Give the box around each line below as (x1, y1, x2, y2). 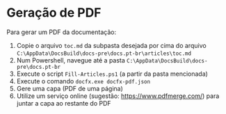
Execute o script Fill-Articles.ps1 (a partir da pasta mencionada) (16, 70, 208, 78)
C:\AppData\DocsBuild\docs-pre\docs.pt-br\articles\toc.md (16, 50, 192, 57)
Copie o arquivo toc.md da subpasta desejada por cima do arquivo (16, 41, 207, 49)
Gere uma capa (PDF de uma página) (16, 84, 123, 92)
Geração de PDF (6, 5, 102, 21)
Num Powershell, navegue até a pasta (16, 56, 126, 64)
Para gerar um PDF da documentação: (6, 28, 116, 36)
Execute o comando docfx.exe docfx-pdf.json (16, 76, 151, 85)
